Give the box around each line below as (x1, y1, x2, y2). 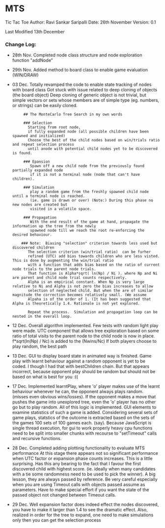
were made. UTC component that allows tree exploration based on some (12, 328, 159, 334)
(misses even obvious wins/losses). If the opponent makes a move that (12, 394, 156, 400)
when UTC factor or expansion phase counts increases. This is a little (12, 455, 153, 462)
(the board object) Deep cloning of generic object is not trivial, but (12, 92, 146, 98)
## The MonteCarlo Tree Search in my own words (23, 112, 123, 117)
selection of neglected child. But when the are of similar (27, 288, 153, 293)
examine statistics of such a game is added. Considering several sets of (12, 410, 158, 416)
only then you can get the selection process (12, 517, 102, 523)
